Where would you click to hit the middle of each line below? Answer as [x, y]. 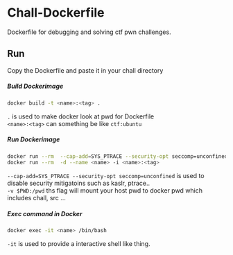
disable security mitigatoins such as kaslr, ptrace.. [79, 183]
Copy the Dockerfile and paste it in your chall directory [85, 70]
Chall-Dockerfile [56, 13]
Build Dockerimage [35, 86]
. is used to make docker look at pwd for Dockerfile [81, 116]
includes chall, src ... [36, 198]
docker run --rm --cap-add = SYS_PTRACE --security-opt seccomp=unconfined [118, 156]
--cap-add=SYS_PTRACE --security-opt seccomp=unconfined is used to [106, 176]
